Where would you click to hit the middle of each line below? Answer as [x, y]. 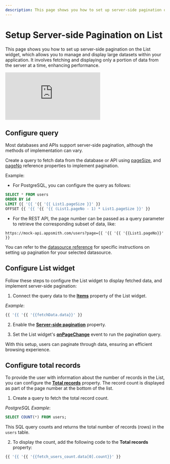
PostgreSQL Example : [28, 408]
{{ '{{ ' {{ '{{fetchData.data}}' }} [44, 315]
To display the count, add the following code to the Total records [80, 442]
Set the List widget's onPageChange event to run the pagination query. [87, 334]
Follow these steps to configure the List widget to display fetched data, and [84, 280]
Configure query [32, 133]
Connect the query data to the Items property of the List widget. [79, 296]
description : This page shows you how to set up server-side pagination [83, 10]
